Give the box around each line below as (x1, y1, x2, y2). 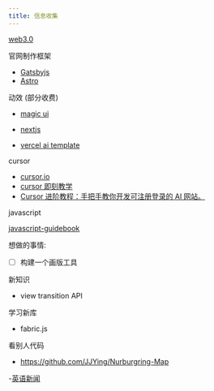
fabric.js (19, 324, 48, 333)
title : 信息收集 (8, 11, 58, 20)
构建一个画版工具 (19, 257, 78, 267)
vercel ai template (19, 140, 80, 150)
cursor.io (19, 171, 50, 181)
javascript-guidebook (8, 223, 80, 233)
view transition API (19, 290, 83, 300)
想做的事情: (8, 240, 47, 250)
